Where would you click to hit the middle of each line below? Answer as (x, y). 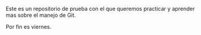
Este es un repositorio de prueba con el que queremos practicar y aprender (100, 9)
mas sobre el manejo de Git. (41, 15)
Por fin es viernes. (29, 27)
